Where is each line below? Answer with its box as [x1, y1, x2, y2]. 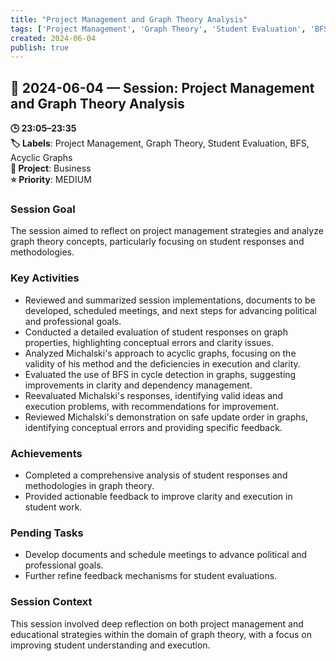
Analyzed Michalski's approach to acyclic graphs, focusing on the [24, 347, 297, 359]
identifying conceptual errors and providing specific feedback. [24, 421, 283, 433]
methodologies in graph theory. [24, 479, 155, 491]
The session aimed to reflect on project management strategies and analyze [10, 225, 324, 237]
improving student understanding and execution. [10, 639, 211, 651]
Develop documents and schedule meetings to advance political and [24, 549, 308, 561]
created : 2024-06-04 [10, 33, 97, 43]
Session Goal [10, 202, 76, 216]
